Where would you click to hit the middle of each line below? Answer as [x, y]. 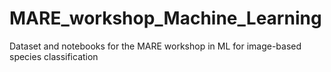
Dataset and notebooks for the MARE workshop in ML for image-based [155, 46]
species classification [54, 56]
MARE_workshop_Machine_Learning [165, 18]
